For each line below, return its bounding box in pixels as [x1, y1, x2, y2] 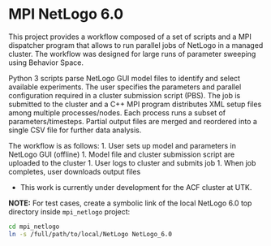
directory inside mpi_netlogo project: [8, 206, 131, 216]
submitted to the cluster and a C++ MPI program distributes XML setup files [8, 99, 262, 109]
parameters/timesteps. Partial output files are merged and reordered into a [8, 116, 258, 126]
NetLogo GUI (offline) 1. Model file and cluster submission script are [8, 149, 235, 159]
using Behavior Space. [8, 58, 84, 67]
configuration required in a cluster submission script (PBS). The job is [8, 90, 241, 100]
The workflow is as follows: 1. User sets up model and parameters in [8, 140, 237, 150]
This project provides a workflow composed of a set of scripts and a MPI [8, 32, 252, 41]
